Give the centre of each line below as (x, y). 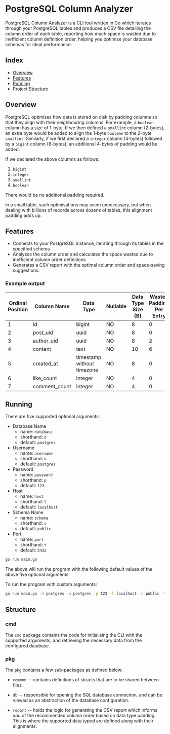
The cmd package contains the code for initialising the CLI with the (74, 635)
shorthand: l (33, 502)
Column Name (52, 306)
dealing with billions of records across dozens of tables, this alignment (79, 210)
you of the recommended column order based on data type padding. (84, 716)
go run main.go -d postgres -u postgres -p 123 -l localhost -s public (82, 594)
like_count (45, 378)
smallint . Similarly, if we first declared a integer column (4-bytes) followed (84, 138)
